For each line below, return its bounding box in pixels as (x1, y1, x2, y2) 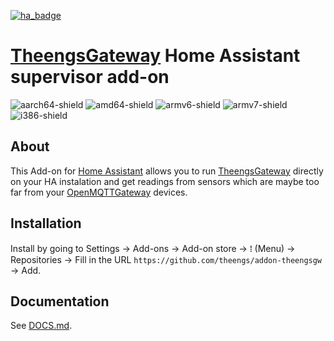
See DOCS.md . (10, 320, 73, 332)
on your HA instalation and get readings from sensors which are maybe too (10, 175, 320, 187)
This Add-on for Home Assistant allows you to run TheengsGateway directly (10, 165, 324, 177)
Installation (10, 215, 82, 232)
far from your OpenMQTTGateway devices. (10, 186, 188, 198)
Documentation (10, 293, 110, 310)
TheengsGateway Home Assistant (10, 45, 301, 67)
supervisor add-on (10, 66, 170, 89)
